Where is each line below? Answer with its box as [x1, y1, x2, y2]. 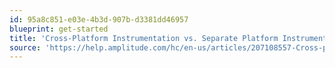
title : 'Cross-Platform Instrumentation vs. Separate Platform [9, 33, 279, 43]
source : [9, 42, 42, 53]
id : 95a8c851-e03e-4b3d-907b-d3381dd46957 [9, 14, 189, 25]
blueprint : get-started [9, 24, 109, 34]
